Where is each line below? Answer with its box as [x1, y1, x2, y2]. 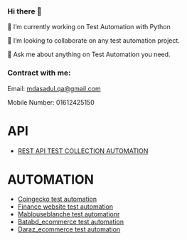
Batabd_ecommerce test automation [17, 217, 124, 226]
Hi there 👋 [7, 6, 43, 16]
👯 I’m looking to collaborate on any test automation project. [7, 36, 180, 45]
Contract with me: [7, 68, 71, 78]
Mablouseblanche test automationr [17, 210, 120, 219]
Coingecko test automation [17, 195, 97, 204]
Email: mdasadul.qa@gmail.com [7, 84, 101, 93]
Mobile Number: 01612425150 [7, 98, 95, 106]
